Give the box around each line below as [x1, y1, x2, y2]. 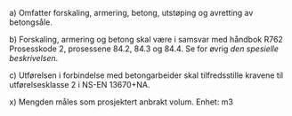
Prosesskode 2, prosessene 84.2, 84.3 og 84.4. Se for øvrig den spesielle [9, 43, 279, 54]
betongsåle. [9, 17, 53, 27]
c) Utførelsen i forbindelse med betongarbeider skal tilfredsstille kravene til [9, 70, 283, 81]
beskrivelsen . [9, 53, 59, 63]
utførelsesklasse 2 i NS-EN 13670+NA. [9, 80, 150, 89]
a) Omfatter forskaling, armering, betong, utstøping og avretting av [9, 8, 254, 18]
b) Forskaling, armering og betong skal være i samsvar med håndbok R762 [9, 35, 283, 44]
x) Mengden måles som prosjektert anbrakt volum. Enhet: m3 [9, 97, 234, 107]
